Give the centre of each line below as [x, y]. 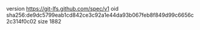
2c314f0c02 [21, 21]
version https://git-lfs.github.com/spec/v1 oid [63, 9]
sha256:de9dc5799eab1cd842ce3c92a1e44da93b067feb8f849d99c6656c [100, 15]
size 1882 [50, 21]
